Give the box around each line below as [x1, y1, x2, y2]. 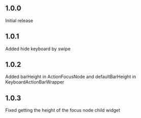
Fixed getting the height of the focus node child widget [5, 107, 121, 113]
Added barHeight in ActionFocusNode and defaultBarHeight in [5, 73, 136, 80]
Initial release [5, 17, 33, 23]
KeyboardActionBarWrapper [5, 79, 65, 85]
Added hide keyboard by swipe [5, 46, 71, 52]
